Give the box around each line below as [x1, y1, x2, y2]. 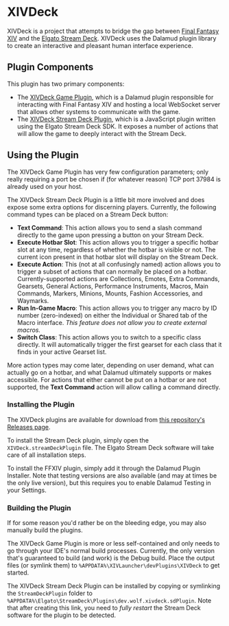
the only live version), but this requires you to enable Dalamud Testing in [7, 478, 211, 487]
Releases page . [7, 423, 51, 431]
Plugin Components [7, 61, 94, 73]
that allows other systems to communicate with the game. [16, 107, 180, 115]
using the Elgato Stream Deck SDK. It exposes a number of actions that [16, 122, 218, 131]
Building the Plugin [7, 503, 72, 513]
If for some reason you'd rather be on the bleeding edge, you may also [7, 519, 207, 527]
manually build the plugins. [7, 526, 84, 535]
